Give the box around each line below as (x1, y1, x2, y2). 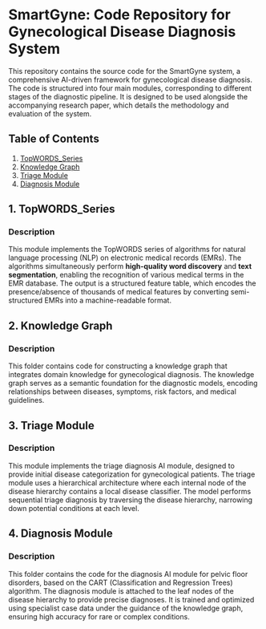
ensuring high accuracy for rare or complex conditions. (8, 611, 190, 621)
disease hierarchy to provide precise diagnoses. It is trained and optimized (8, 595, 255, 604)
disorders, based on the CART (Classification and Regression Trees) (8, 578, 234, 587)
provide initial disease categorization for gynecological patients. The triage (8, 469, 256, 479)
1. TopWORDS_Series (8, 202, 115, 216)
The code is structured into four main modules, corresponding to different (8, 83, 252, 93)
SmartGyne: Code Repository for (8, 6, 231, 24)
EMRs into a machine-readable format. (44, 295, 172, 306)
